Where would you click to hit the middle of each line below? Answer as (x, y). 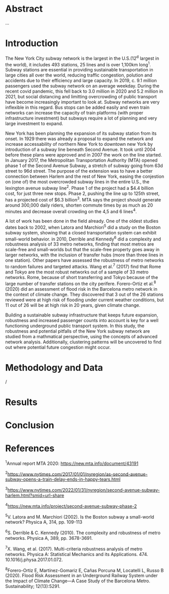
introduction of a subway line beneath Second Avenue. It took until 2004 (80, 149)
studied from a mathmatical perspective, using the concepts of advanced (81, 336)
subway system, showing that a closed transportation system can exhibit (81, 232)
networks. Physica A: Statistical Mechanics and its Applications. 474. (77, 554)
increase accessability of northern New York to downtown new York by (79, 144)
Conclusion (30, 425)
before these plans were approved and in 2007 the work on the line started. (84, 155)
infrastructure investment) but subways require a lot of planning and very (81, 118)
